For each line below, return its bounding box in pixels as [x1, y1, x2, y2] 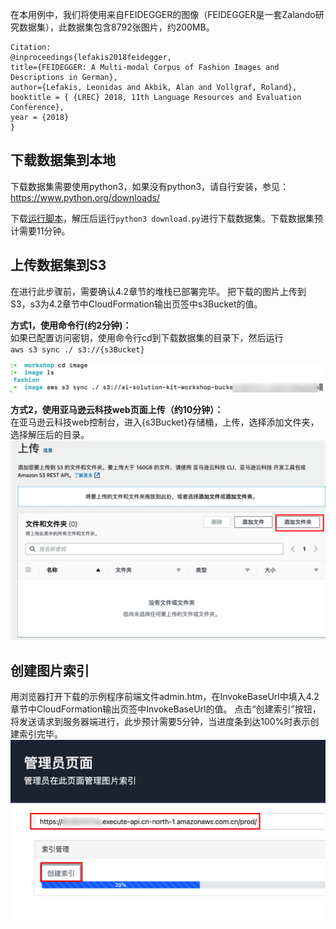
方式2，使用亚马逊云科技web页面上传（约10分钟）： [10, 404, 224, 416]
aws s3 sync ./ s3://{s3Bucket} [10, 344, 145, 355]
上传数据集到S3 [10, 257, 107, 274]
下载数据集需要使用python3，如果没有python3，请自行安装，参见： [10, 180, 290, 192]
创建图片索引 [10, 662, 90, 679]
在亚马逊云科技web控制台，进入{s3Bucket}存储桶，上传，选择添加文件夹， [10, 416, 320, 428]
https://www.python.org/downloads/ [10, 191, 161, 203]
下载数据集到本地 [10, 152, 116, 169]
